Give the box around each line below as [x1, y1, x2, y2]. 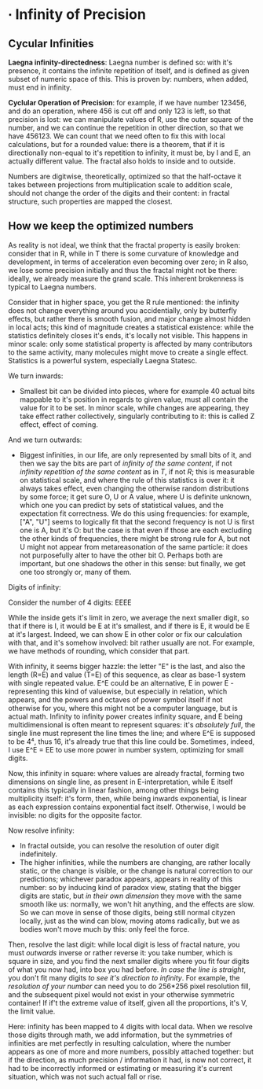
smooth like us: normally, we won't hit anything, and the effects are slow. [19, 899, 255, 909]
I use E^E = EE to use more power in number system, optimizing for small [8, 745, 244, 754]
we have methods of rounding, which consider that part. [8, 646, 190, 656]
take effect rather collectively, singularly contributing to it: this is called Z [19, 411, 255, 421]
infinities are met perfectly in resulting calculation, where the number [8, 1038, 232, 1047]
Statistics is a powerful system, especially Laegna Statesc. [8, 355, 198, 365]
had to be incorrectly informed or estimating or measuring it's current [8, 1063, 233, 1072]
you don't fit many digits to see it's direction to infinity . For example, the [8, 973, 240, 982]
